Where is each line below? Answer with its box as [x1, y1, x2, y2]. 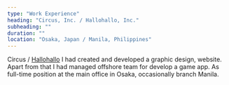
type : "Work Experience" [7, 10, 80, 17]
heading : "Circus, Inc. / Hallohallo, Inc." [7, 17, 139, 24]
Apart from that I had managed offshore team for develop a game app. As [7, 63, 219, 71]
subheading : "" [7, 23, 52, 30]
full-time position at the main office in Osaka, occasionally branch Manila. [7, 70, 219, 79]
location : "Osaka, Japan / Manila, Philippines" [7, 36, 152, 43]
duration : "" [7, 29, 46, 37]
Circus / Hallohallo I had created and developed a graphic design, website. [7, 55, 222, 63]
